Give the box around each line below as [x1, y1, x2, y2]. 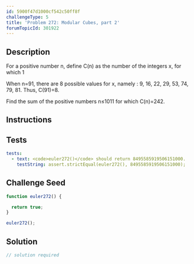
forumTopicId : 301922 [6, 25, 60, 31]
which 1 [6, 69, 25, 76]
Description [6, 47, 50, 57]
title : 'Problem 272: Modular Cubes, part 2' [6, 19, 120, 25]
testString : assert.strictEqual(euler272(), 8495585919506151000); [17, 161, 186, 168]
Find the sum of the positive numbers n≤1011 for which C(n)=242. [6, 98, 165, 105]
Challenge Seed [6, 178, 66, 188]
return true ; [11, 204, 44, 210]
